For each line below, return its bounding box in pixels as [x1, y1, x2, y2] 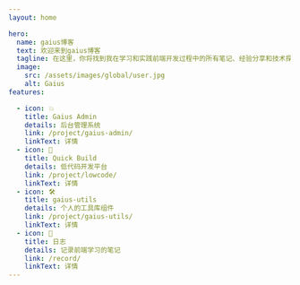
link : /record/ [24, 254, 81, 263]
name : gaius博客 [16, 38, 74, 47]
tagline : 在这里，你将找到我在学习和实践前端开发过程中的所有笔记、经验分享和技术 [16, 55, 286, 64]
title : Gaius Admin [24, 112, 98, 121]
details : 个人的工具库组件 [24, 203, 115, 213]
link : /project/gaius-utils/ [24, 212, 133, 221]
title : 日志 [24, 237, 66, 246]
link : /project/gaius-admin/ [24, 129, 133, 138]
